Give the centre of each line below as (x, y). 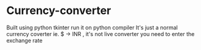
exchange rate (25, 40)
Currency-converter (59, 11)
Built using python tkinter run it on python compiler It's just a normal (92, 27)
